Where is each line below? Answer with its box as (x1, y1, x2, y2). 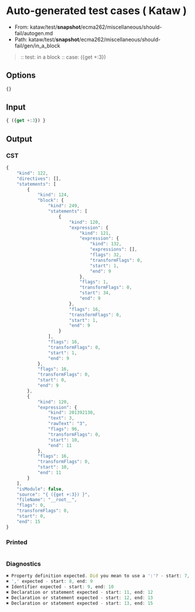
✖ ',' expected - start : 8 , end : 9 (6, 579, 93, 584)
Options (6, 70, 36, 80)
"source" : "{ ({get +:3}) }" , (16, 491, 91, 497)
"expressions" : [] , (90, 247, 138, 252)
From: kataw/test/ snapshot (14, 23, 81, 30)
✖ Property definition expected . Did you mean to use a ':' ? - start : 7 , (6, 573, 190, 579)
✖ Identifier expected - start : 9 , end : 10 (6, 584, 114, 590)
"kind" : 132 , (90, 241, 122, 247)
